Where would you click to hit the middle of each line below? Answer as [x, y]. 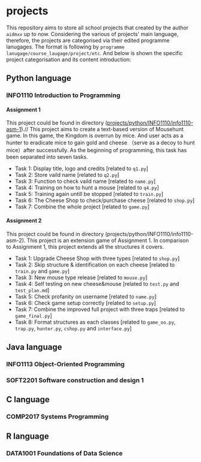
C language [28, 400]
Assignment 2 [24, 221]
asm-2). [16, 240]
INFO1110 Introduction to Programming [63, 95]
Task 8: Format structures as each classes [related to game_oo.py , [95, 322]
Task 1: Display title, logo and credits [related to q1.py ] [81, 168]
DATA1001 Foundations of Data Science [65, 453]
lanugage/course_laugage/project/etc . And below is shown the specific [95, 53]
